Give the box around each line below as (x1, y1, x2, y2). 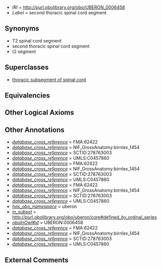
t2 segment (12, 48, 36, 55)
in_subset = (12, 209, 36, 215)
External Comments (5, 255, 69, 264)
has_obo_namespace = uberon (12, 203, 77, 209)
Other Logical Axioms (5, 108, 74, 117)
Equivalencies (5, 91, 50, 100)
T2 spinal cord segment (12, 37, 62, 43)
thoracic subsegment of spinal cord (12, 76, 86, 82)
